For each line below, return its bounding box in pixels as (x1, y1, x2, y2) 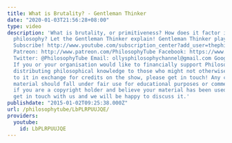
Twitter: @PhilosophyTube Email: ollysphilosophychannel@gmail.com (13, 55, 212, 62)
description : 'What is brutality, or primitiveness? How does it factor (7, 29, 221, 36)
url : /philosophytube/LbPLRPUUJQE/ (7, 106, 110, 113)
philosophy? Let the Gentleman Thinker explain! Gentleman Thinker (13, 36, 212, 43)
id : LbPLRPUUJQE (19, 125, 67, 132)
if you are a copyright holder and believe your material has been (13, 87, 212, 93)
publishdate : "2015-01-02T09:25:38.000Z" (7, 100, 128, 107)
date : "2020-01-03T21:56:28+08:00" (7, 16, 110, 23)
